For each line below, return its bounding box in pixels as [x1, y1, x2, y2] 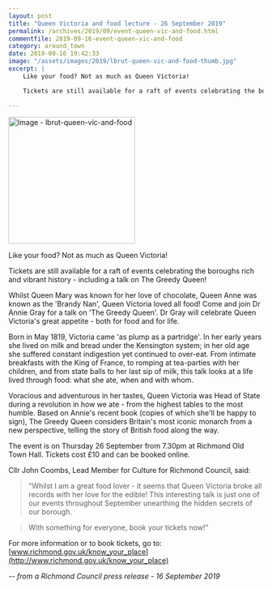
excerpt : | [8, 65, 45, 73]
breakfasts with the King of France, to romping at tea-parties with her [8, 358, 240, 368]
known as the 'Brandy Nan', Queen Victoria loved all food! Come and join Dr [8, 299, 261, 308]
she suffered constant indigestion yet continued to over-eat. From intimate [8, 349, 257, 359]
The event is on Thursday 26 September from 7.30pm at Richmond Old [8, 441, 244, 450]
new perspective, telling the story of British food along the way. [8, 425, 220, 435]
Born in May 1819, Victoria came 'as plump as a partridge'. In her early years [8, 332, 262, 342]
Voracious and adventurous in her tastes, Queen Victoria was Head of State [8, 390, 261, 400]
